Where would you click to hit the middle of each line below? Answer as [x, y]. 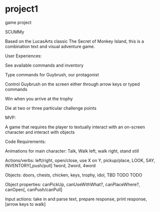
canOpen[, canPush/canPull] [34, 189]
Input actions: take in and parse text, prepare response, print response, [76, 199]
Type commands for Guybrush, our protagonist [52, 74]
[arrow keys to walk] [25, 204]
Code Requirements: [25, 141]
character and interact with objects [40, 132]
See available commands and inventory [44, 65]
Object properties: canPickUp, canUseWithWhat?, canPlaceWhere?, [73, 184]
